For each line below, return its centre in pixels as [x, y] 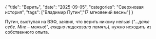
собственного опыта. [27, 32]
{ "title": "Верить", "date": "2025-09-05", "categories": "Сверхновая [74, 7]
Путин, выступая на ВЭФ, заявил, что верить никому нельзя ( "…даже [77, 22]
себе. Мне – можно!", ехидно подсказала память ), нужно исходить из [78, 27]
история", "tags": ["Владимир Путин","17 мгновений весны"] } [69, 12]
